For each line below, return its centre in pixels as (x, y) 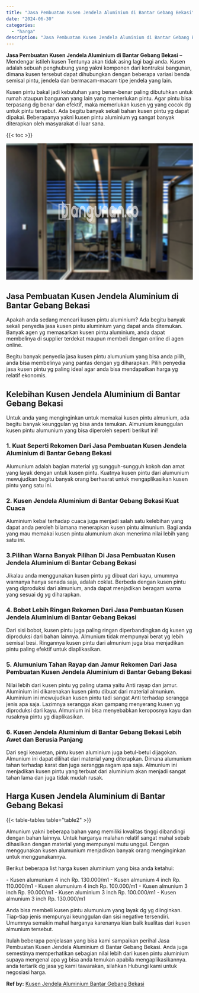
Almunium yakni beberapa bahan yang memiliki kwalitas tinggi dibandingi (96, 831)
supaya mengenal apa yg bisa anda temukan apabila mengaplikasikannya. (97, 959)
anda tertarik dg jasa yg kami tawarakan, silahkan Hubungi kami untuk (92, 966)
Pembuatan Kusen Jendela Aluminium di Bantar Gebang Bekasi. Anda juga (97, 947)
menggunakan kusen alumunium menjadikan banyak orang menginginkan (96, 850)
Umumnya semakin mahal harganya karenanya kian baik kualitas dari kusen (98, 923)
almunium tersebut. (30, 929)
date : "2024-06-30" (30, 19)
